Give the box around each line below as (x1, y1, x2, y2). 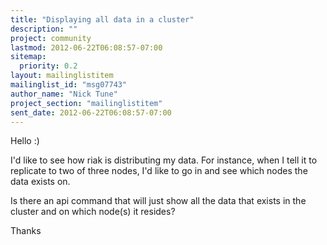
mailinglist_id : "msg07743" (10, 80, 128, 90)
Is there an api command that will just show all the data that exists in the (10, 195, 307, 207)
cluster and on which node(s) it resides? (10, 206, 176, 218)
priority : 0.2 (19, 61, 78, 71)
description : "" (10, 24, 78, 34)
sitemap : (10, 52, 47, 62)
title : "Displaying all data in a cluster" (10, 14, 195, 25)
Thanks (10, 225, 42, 237)
